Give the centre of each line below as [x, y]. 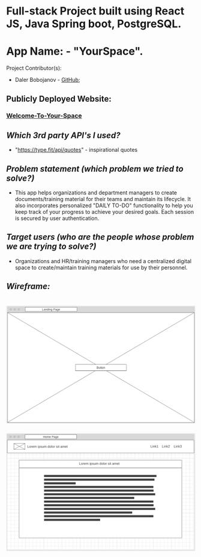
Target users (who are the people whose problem [100, 237]
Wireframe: [28, 286]
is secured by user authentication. [57, 219]
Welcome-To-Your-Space [44, 116]
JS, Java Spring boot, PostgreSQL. [94, 24]
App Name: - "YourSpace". [75, 51]
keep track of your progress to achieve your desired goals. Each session [104, 212]
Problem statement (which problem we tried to [95, 169]
